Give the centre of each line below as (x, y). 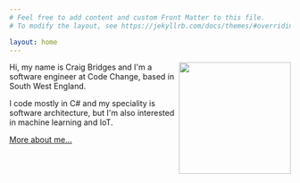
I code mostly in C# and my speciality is (83, 104)
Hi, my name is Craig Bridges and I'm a (81, 67)
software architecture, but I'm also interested (92, 113)
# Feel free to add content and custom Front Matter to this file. (137, 17)
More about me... (41, 140)
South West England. (48, 87)
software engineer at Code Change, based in (92, 77)
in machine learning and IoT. (61, 122)
